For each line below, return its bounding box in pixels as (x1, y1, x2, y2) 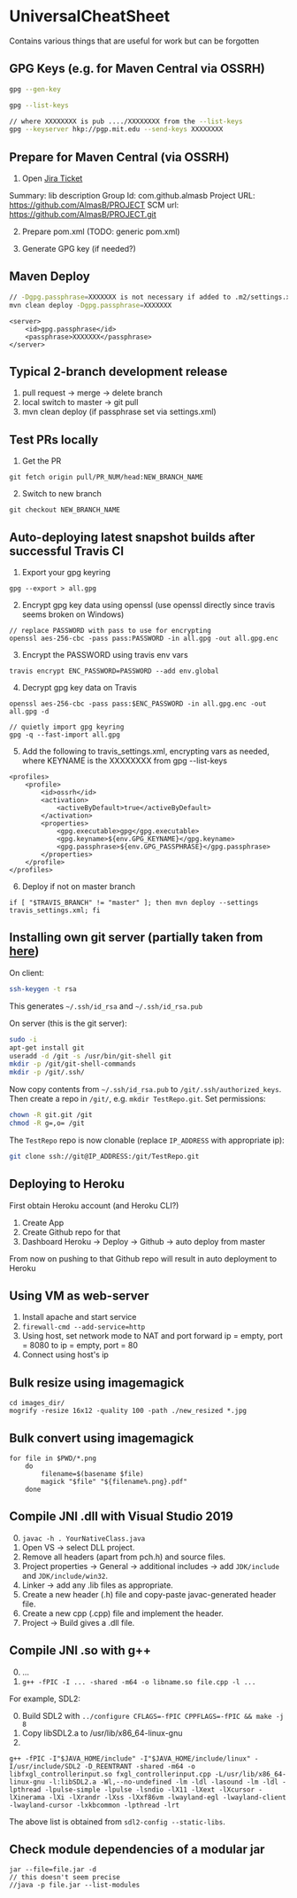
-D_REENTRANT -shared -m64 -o (84, 1761, 196, 1770)
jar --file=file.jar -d (9, 1865, 97, 1874)
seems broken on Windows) (21, 609, 125, 620)
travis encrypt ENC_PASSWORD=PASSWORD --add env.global (9, 667, 219, 676)
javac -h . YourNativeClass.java (21, 1534, 146, 1543)
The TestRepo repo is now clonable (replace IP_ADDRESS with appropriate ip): (9, 1135, 285, 1145)
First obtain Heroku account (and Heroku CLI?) (9, 1199, 179, 1211)
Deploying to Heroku (9, 1176, 126, 1191)
